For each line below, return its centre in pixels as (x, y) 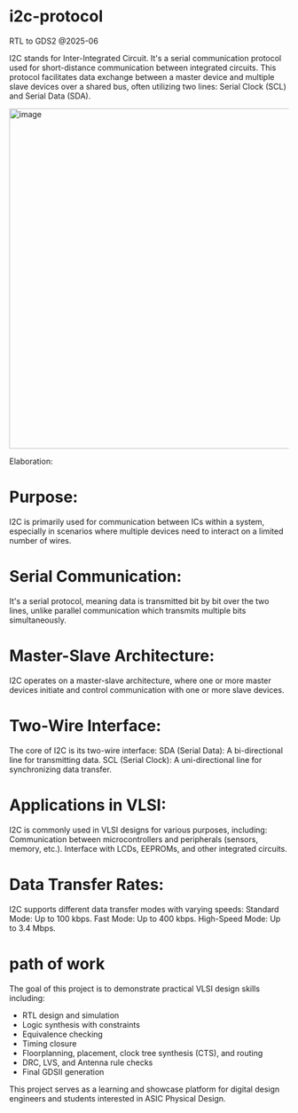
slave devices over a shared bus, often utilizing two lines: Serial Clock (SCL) (148, 86)
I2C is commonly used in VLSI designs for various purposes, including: (138, 830)
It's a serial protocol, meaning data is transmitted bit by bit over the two (139, 600)
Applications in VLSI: (88, 805)
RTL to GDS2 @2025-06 (54, 41)
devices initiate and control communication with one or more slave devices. (147, 689)
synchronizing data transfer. (61, 769)
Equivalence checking (63, 1034)
